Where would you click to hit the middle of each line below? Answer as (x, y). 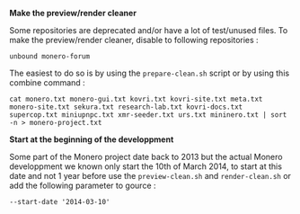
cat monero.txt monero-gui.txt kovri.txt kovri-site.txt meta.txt (136, 99)
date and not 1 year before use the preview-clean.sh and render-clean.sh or (150, 176)
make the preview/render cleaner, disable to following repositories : (134, 40)
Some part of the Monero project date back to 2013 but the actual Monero (146, 157)
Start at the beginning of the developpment (92, 139)
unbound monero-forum (50, 57)
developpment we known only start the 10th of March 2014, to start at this (146, 166)
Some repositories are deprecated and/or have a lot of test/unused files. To (149, 30)
